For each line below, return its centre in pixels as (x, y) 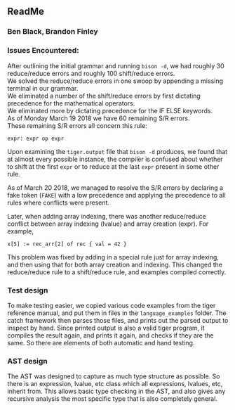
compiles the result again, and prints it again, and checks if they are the (110, 335)
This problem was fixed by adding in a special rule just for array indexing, (113, 257)
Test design (28, 290)
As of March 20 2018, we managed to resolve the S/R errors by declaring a (115, 187)
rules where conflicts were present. (59, 203)
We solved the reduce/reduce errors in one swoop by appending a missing (115, 81)
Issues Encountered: (43, 51)
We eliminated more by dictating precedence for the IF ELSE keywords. (110, 110)
